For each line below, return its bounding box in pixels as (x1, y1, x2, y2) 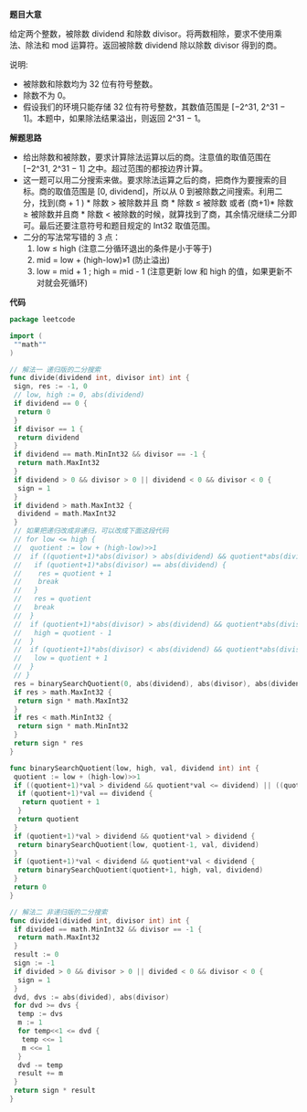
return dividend (17, 433, 79, 442)
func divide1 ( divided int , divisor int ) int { (9, 916, 190, 926)
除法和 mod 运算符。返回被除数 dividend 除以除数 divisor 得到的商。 (25, 40, 281, 50)
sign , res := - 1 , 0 (13, 382, 89, 391)
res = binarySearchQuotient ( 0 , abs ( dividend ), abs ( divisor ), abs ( (13, 679, 272, 688)
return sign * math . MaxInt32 (17, 696, 129, 705)
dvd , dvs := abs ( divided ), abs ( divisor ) (13, 992, 170, 1001)
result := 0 (13, 950, 59, 959)
